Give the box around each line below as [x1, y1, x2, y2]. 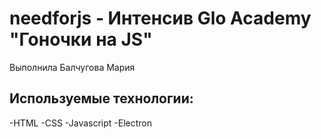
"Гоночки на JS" [9, 28, 153, 51]
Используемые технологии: [9, 90, 194, 107]
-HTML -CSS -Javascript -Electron [9, 117, 153, 129]
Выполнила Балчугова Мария [9, 61, 136, 73]
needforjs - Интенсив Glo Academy [9, 7, 312, 30]
